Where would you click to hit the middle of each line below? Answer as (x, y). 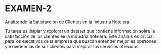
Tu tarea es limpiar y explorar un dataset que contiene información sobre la (80, 31)
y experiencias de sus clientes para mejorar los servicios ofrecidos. (72, 46)
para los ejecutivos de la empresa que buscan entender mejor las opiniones (81, 41)
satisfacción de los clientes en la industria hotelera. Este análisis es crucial (79, 36)
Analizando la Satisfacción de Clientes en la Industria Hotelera (67, 22)
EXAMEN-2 (28, 8)
